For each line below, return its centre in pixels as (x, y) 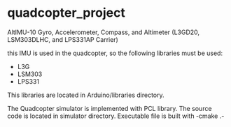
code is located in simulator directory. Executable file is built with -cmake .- (116, 116)
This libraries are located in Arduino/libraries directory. (86, 95)
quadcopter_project (66, 13)
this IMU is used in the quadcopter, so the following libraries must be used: (115, 53)
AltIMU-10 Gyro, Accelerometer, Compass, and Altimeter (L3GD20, (104, 32)
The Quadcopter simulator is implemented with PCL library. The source (110, 108)
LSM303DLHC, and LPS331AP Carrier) (63, 39)
